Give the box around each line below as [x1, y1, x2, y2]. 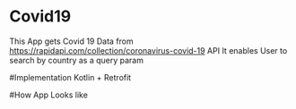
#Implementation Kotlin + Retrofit [9, 71, 132, 82]
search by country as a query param [9, 54, 144, 65]
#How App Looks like [9, 89, 88, 100]
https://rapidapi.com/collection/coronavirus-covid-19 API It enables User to [9, 45, 288, 55]
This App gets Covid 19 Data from [9, 36, 135, 46]
